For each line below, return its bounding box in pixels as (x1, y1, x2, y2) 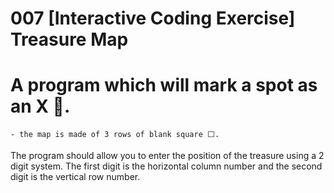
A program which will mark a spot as (10, 74, 318, 97)
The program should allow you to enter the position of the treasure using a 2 (10, 150, 325, 162)
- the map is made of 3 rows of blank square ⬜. (10, 130, 220, 140)
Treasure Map (10, 28, 129, 51)
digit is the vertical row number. (10, 171, 141, 183)
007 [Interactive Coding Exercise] (10, 7, 296, 30)
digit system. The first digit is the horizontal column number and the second (10, 160, 323, 172)
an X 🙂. (10, 95, 71, 118)
